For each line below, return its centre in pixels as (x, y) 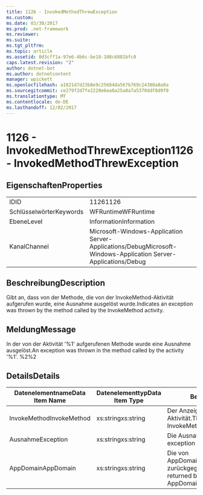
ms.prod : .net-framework (37, 29)
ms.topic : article (29, 51)
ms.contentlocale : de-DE (37, 102)
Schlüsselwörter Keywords (47, 211)
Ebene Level (26, 221)
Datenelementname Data (50, 393)
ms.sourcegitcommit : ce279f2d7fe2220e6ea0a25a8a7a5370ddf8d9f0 (88, 91)
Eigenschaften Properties (54, 185)
